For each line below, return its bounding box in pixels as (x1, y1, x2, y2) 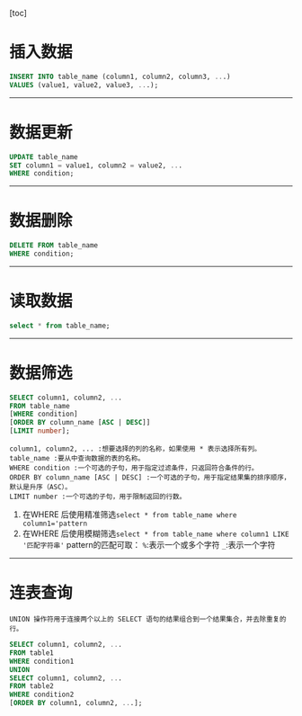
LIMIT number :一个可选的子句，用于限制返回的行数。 (9, 492, 187, 502)
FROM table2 (9, 682, 54, 691)
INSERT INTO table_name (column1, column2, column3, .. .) (9, 72, 231, 81)
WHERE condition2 (9, 690, 75, 700)
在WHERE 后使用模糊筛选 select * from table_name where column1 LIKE (22, 528, 289, 539)
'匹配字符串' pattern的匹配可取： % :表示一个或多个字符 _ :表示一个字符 (22, 540, 276, 550)
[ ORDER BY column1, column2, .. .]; (9, 699, 143, 708)
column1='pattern (22, 519, 88, 529)
